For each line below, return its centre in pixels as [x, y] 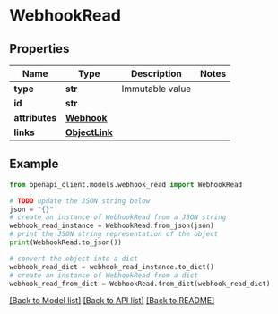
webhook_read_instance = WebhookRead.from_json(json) [112, 226]
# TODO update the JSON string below [80, 201]
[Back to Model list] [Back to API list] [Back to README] [112, 301]
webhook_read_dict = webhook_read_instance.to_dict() [112, 267]
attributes [35, 118]
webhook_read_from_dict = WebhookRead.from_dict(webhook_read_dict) [140, 284]
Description [156, 74]
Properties [39, 49]
